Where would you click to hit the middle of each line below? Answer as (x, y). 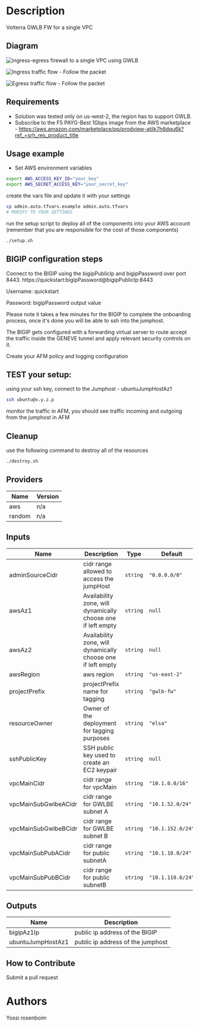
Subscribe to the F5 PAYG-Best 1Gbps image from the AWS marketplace (103, 122)
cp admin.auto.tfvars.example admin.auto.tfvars (67, 207)
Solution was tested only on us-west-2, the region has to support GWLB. (103, 116)
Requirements (33, 102)
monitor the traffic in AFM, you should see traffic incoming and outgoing (94, 411)
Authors (27, 1001)
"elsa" (158, 723)
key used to (99, 755)
